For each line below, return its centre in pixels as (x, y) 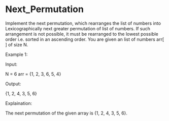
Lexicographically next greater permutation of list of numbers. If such (78, 28)
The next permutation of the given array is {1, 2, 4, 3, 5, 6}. (66, 113)
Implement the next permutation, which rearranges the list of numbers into (83, 23)
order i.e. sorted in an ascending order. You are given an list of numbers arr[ (85, 39)
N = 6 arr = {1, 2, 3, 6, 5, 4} (33, 74)
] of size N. (17, 44)
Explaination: (19, 103)
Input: (11, 64)
